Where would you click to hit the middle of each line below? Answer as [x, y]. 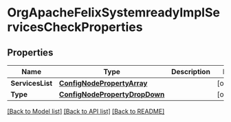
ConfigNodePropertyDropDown [112, 94]
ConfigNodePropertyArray [103, 83]
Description [191, 72]
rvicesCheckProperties [75, 27]
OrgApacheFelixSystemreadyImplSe [113, 13]
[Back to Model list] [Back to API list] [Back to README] [86, 111]
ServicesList [32, 83]
